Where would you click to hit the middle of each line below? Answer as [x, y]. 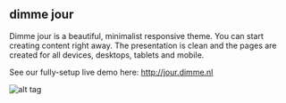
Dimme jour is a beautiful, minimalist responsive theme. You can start [136, 36]
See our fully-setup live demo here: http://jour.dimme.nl [111, 72]
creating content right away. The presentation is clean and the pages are [143, 45]
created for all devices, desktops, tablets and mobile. [107, 55]
